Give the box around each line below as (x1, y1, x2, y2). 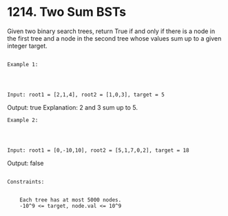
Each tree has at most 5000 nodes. (19, 196, 122, 204)
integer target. (7, 41, 48, 50)
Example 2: (7, 117, 39, 124)
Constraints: (7, 178, 45, 185)
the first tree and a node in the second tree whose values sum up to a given (7, 34, 222, 42)
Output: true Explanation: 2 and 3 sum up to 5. (7, 103, 138, 111)
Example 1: (7, 61, 39, 68)
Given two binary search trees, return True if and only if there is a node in (7, 27, 216, 35)
